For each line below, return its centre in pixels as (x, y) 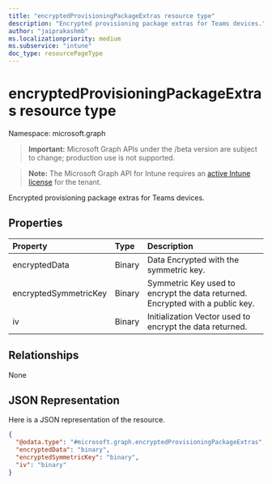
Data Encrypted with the (193, 259)
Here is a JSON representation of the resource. (87, 420)
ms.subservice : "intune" (50, 46)
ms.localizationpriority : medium (65, 39)
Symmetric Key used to (191, 283)
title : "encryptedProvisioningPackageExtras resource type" (112, 16)
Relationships (44, 356)
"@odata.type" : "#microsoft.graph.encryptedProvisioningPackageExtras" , (141, 443)
